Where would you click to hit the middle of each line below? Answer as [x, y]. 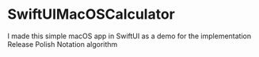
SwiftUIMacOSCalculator [91, 14]
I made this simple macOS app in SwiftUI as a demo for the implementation [129, 36]
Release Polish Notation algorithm [63, 44]
